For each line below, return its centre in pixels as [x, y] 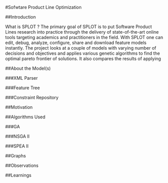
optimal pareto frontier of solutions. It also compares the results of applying [83, 59]
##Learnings [18, 175]
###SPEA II [17, 146]
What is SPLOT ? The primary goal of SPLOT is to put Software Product [78, 27]
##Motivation [19, 107]
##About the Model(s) [28, 68]
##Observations [22, 165]
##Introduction [21, 17]
